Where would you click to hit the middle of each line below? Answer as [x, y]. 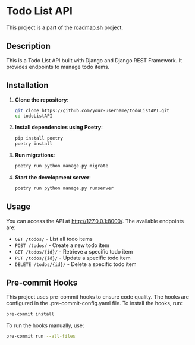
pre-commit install [30, 314]
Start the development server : [53, 177]
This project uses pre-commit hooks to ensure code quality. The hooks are [97, 297]
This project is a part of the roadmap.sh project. [65, 27]
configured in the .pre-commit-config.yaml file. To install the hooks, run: [95, 303]
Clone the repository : [42, 100]
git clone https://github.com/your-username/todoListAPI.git [92, 110]
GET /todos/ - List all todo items [54, 239]
